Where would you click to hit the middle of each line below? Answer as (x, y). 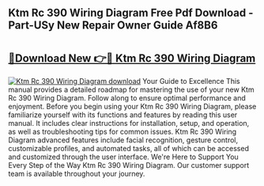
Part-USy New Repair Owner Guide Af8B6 (113, 26)
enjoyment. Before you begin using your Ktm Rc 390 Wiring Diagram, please (132, 106)
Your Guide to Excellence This (191, 81)
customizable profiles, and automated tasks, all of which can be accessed (128, 148)
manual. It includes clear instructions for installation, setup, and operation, (129, 123)
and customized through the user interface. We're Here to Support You (123, 157)
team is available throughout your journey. (77, 174)
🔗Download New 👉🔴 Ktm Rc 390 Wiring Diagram (132, 58)
